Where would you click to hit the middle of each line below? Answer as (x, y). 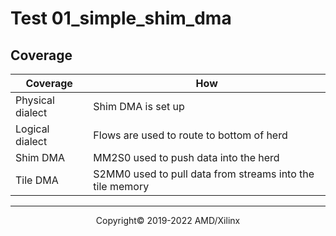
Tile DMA (37, 180)
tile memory (121, 186)
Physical (35, 100)
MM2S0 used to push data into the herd (186, 157)
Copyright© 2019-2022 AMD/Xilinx (168, 220)
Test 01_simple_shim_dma (121, 18)
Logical (32, 129)
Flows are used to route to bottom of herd (190, 135)
